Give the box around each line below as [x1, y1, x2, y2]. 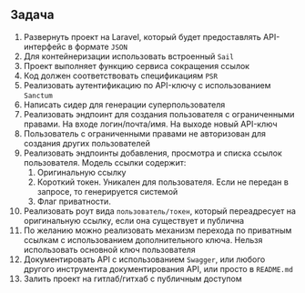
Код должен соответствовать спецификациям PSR [23, 70, 218, 81]
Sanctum [23, 91, 53, 100]
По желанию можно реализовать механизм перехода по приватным [23, 225, 292, 236]
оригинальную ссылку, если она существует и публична [23, 215, 245, 226]
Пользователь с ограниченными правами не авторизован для [23, 127, 267, 139]
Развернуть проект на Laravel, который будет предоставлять [23, 31, 262, 42]
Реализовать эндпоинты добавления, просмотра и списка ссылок [23, 147, 282, 158]
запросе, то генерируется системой [36, 186, 178, 197]
